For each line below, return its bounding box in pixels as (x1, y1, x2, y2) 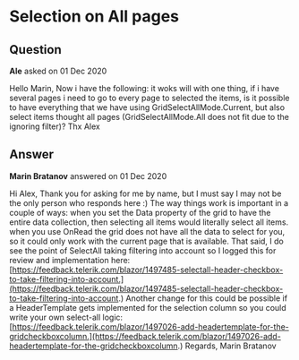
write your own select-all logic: (9, 312, 124, 322)
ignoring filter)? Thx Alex (9, 121, 100, 132)
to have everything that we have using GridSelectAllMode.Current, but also (9, 102, 285, 113)
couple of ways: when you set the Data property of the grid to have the (9, 207, 271, 218)
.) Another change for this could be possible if (117, 293, 288, 304)
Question (9, 42, 62, 57)
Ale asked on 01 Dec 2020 (9, 65, 107, 76)
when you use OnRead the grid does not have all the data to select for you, (9, 226, 286, 236)
